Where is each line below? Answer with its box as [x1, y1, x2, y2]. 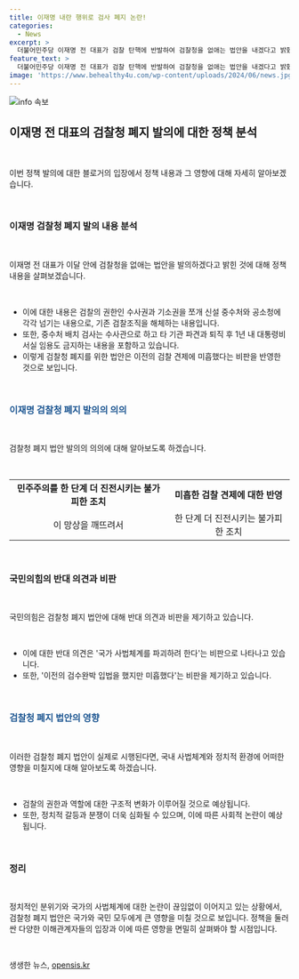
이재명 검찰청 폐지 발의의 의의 [9, 404, 127, 416]
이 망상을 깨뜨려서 [53, 519, 125, 532]
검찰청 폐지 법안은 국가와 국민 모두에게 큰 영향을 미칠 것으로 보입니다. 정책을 [9, 912, 273, 923]
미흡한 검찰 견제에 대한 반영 [174, 489, 283, 502]
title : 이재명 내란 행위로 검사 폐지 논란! [9, 12, 147, 22]
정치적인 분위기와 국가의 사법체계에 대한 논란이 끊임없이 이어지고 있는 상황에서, [9, 902, 283, 912]
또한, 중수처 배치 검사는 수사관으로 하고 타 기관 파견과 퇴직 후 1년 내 [21, 328, 255, 339]
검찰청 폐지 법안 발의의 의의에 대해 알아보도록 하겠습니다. [9, 443, 206, 453]
